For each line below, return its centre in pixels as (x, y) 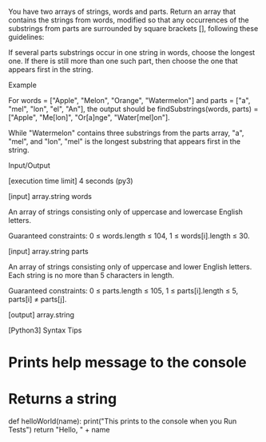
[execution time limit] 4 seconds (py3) (71, 181)
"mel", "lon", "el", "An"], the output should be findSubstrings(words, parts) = (133, 109)
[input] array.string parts (49, 251)
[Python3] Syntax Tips (45, 330)
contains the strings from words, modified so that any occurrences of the (129, 20)
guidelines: (26, 37)
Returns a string (63, 399)
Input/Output (29, 165)
